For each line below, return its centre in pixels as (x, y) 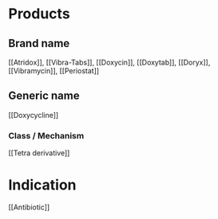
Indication (42, 185)
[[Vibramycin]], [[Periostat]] (54, 71)
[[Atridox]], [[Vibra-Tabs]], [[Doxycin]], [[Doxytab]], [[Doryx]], (109, 62)
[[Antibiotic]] (29, 207)
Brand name (39, 43)
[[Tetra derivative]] (39, 153)
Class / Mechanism (46, 135)
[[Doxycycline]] (34, 115)
